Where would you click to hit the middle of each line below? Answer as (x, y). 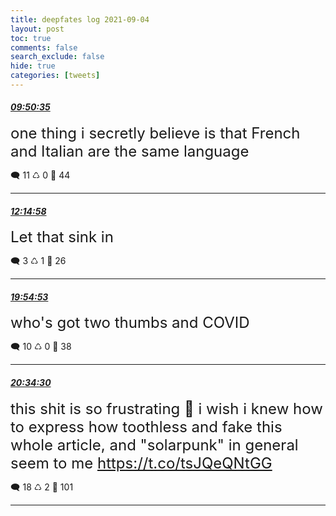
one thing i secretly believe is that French (155, 133)
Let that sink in (62, 237)
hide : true (33, 66)
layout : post (37, 29)
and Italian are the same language (130, 151)
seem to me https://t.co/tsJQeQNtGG (141, 463)
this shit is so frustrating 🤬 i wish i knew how (166, 408)
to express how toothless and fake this (146, 426)
